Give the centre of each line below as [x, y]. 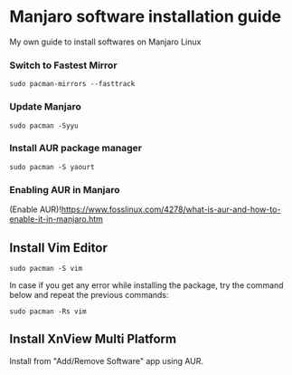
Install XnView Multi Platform [93, 339]
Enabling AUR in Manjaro [65, 189]
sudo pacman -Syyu [44, 125]
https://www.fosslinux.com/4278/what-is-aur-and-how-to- [171, 209]
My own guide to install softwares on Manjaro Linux [105, 42]
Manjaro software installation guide [146, 17]
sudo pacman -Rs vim [48, 311]
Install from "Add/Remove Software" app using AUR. [107, 361]
